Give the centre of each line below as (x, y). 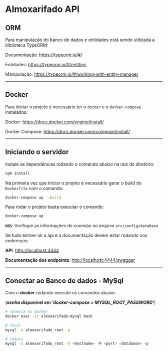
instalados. (16, 112)
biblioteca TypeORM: (27, 45)
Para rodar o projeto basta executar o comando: (54, 207)
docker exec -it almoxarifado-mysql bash (49, 316)
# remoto (14, 339)
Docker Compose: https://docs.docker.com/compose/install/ (67, 131)
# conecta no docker (27, 312)
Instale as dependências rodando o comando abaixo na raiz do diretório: (80, 164)
